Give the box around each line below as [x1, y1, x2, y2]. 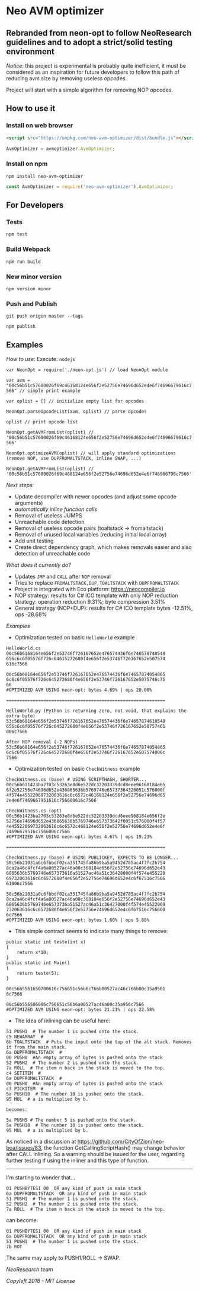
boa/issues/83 [6, 1144, 41, 1151]
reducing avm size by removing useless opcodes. [6, 75, 127, 81]
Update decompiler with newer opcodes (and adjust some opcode [14, 493, 176, 500]
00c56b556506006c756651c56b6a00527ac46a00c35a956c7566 [6, 1002, 145, 1007]
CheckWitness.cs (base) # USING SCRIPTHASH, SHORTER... [6, 777, 147, 783]
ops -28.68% [14, 611, 47, 618]
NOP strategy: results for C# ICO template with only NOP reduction [14, 592, 178, 599]
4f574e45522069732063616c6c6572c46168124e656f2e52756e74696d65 [6, 792, 166, 798]
